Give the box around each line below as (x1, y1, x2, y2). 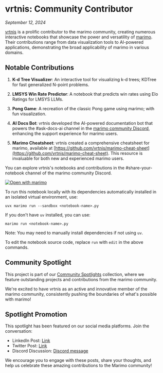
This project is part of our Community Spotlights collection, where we (5, 271, 145, 277)
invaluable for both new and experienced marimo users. (12, 155, 125, 161)
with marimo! (5, 296, 32, 302)
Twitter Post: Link (12, 343, 47, 349)
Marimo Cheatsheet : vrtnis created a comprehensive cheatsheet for (12, 140, 150, 146)
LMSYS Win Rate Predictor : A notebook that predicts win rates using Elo (12, 91, 158, 97)
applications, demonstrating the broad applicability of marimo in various (5, 44, 149, 50)
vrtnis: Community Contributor (5, 3, 133, 15)
